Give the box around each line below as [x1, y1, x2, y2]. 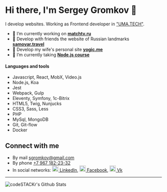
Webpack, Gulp [12, 90, 44, 96]
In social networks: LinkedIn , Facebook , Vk [12, 167, 123, 173]
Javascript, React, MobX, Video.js [12, 74, 82, 80]
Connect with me [5, 141, 60, 150]
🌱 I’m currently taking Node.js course [12, 52, 90, 58]
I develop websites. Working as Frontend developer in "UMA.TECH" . [5, 21, 145, 27]
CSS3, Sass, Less [12, 106, 49, 112]
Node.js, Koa [12, 80, 39, 86]
